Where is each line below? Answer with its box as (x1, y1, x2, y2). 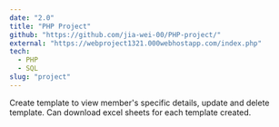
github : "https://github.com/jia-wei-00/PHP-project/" (9, 30, 222, 39)
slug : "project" (9, 73, 71, 82)
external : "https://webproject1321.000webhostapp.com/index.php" (9, 38, 262, 48)
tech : (9, 47, 30, 56)
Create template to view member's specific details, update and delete (9, 97, 270, 108)
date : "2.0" (9, 13, 55, 23)
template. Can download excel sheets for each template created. (9, 106, 252, 118)
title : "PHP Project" (9, 22, 92, 31)
